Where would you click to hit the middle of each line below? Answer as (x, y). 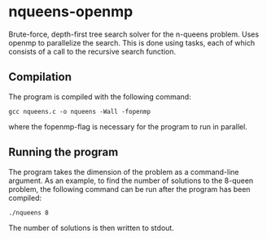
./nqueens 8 (28, 213)
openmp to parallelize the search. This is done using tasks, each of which (131, 42)
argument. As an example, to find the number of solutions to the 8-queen (131, 180)
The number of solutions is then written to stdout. (92, 228)
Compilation (40, 77)
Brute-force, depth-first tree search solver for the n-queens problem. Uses (133, 34)
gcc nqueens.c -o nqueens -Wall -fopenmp (80, 111)
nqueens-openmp (71, 12)
